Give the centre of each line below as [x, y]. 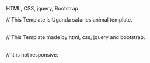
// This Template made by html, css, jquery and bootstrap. [76, 37]
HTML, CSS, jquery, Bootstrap [42, 8]
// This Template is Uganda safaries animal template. [69, 20]
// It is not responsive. [32, 55]
